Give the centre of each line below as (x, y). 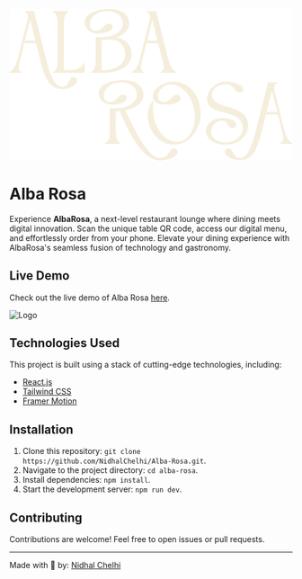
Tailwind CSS (47, 392)
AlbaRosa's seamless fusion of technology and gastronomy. (120, 247)
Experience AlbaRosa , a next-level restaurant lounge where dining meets (145, 218)
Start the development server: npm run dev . (102, 489)
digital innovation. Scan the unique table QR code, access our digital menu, (148, 228)
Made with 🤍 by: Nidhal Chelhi (65, 565)
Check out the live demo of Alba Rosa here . (90, 298)
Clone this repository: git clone (81, 451)
